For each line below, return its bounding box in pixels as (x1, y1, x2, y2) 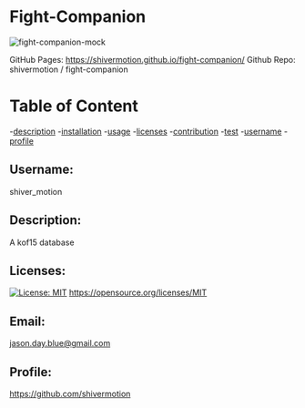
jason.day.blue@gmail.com (9, 338, 111, 349)
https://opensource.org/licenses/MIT (68, 287, 208, 298)
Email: (9, 313, 46, 329)
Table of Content (9, 96, 139, 117)
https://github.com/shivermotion (9, 388, 131, 399)
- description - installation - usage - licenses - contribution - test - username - (9, 126, 289, 137)
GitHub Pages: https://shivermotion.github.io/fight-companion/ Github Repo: (9, 54, 296, 65)
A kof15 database (9, 237, 75, 248)
